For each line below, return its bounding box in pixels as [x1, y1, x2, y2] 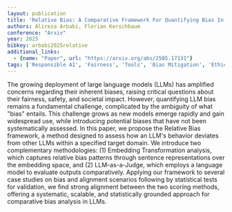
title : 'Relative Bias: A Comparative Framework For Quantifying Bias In [7, 17, 224, 23]
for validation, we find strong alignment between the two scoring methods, [7, 182, 220, 191]
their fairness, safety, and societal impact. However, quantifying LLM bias [7, 94, 216, 103]
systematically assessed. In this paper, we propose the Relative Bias [7, 124, 201, 132]
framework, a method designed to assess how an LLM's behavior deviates [7, 131, 219, 140]
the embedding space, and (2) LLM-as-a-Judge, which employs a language [7, 160, 223, 169]
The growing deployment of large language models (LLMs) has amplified [7, 80, 214, 88]
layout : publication [7, 10, 67, 17]
